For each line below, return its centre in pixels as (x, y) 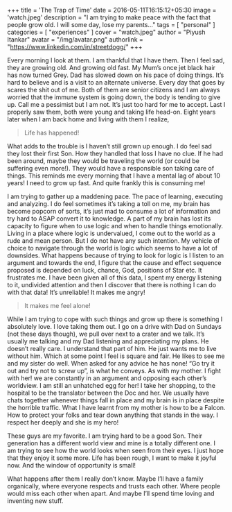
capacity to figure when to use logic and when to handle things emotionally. (115, 226)
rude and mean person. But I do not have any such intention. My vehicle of (114, 241)
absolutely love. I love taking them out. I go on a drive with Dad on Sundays (114, 326)
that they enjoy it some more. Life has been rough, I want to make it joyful (112, 458)
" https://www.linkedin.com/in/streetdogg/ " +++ (75, 47)
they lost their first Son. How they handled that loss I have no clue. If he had (115, 153)
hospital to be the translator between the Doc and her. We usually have (108, 393)
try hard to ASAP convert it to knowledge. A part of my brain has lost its (109, 219)
